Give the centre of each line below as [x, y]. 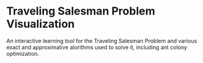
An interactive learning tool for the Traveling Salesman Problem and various [102, 41]
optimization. [23, 53]
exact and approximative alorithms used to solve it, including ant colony [97, 47]
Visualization [40, 24]
